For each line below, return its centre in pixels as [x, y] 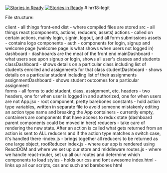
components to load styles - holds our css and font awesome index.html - [81, 160]
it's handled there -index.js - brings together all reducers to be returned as [82, 138]
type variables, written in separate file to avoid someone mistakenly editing [82, 107]
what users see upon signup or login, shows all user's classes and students [83, 59]
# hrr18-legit [97, 8]
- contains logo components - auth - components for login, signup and [78, 43]
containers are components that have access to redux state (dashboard [79, 117]
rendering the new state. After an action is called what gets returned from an [84, 128]
